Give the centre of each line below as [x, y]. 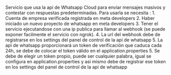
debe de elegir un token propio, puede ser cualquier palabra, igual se [78, 56]
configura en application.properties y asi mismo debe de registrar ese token [85, 61]
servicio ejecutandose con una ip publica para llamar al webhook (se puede [85, 29]
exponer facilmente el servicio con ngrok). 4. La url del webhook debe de [83, 34]
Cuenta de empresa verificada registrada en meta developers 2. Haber [80, 18]
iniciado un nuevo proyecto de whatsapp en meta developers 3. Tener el [82, 23]
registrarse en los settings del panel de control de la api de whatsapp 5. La [84, 40]
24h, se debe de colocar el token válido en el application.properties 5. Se [83, 51]
